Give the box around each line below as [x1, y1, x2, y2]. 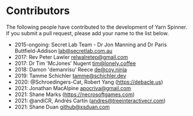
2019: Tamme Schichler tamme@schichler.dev [14, 72, 127, 79]
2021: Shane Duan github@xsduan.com [14, 103, 110, 110]
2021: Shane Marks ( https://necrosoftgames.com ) [14, 91, 135, 98]
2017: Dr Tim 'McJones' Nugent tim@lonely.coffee [14, 60, 136, 67]
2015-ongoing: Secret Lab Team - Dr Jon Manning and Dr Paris [14, 41, 167, 48]
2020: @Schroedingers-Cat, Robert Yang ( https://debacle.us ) [14, 78, 164, 86]
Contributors [6, 4, 70, 18]
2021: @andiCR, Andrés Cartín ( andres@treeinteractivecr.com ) [14, 97, 166, 104]
